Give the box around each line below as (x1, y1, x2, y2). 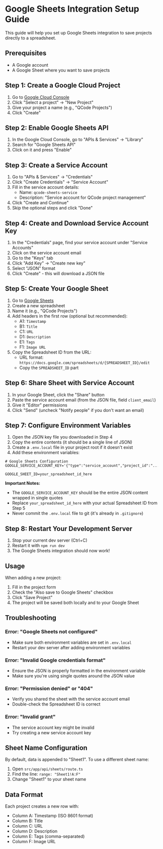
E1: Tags (19, 339, 35, 345)
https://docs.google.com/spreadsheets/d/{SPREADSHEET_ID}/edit (19, 360, 150, 365)
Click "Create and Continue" (12, 200, 69, 206)
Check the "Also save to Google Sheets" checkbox (12, 589, 114, 595)
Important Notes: (5, 480, 40, 486)
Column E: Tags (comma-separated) (12, 833, 85, 839)
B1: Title (19, 323, 38, 329)
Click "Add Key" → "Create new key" (12, 260, 86, 266)
